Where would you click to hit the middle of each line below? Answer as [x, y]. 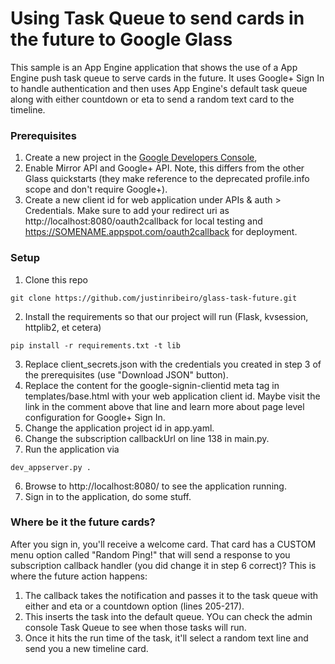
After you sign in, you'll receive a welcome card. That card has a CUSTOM [163, 544]
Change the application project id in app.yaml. [119, 428]
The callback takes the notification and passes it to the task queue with [171, 595]
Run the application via [72, 449]
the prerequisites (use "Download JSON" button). [126, 374]
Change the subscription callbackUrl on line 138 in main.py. [147, 438]
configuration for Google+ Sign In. [95, 417]
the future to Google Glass [121, 39]
